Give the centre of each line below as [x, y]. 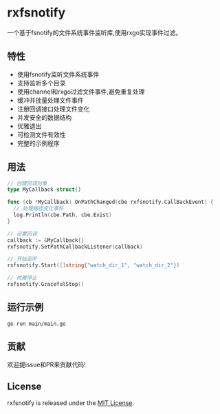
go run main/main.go [37, 324]
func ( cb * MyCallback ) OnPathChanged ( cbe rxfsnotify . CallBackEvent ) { [110, 202]
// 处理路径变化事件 [38, 209]
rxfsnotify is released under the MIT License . [70, 403]
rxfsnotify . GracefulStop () [46, 284]
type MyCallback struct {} [44, 190]
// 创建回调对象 [27, 183]
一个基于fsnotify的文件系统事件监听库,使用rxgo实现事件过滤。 [95, 32]
